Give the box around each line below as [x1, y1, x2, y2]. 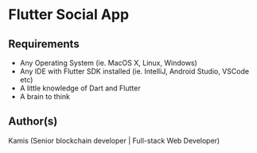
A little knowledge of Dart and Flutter [19, 83, 141, 93]
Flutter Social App [8, 6, 130, 24]
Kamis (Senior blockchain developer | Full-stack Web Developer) [8, 136, 220, 145]
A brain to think [19, 92, 70, 101]
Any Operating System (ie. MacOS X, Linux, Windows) [19, 58, 197, 67]
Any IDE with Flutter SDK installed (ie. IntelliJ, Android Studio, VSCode [19, 67, 249, 76]
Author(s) [8, 115, 58, 128]
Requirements [8, 37, 80, 51]
